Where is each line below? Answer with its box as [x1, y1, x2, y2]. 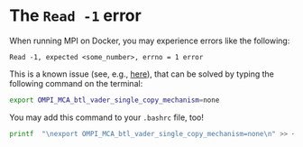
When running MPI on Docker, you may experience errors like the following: [9, 35, 290, 46]
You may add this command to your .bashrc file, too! [9, 112, 205, 123]
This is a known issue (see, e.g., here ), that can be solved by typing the [9, 69, 275, 79]
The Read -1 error [9, 5, 142, 26]
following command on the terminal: [9, 78, 143, 88]
